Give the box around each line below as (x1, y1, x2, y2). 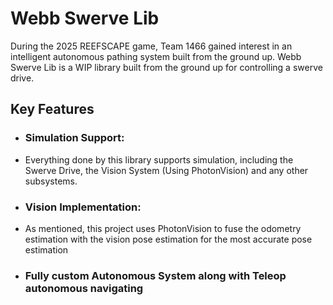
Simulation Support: (24, 131, 125, 145)
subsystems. (24, 175, 78, 187)
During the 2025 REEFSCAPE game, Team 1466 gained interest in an (10, 40, 293, 52)
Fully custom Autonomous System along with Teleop (24, 268, 287, 282)
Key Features (10, 101, 95, 118)
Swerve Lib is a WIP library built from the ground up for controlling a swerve (10, 61, 323, 73)
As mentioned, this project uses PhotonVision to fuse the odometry (24, 222, 302, 234)
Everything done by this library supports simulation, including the (24, 153, 294, 166)
